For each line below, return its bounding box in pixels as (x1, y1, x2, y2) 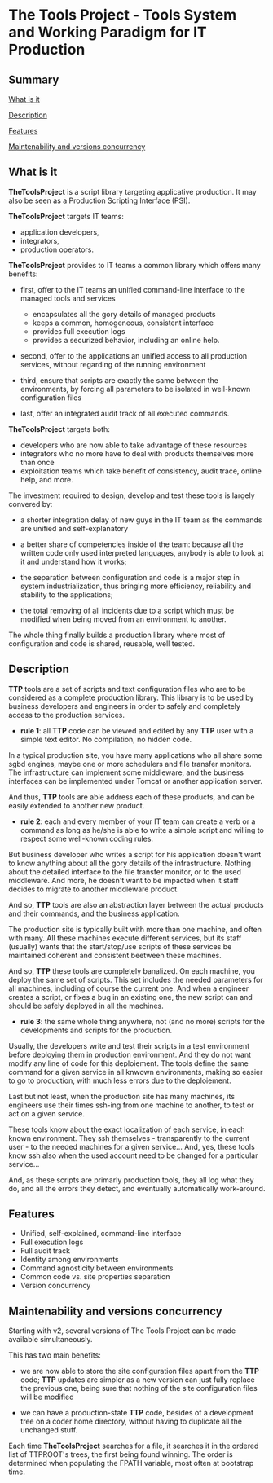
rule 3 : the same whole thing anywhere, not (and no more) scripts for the (20, 1016, 265, 1026)
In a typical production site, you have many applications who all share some (8, 750, 262, 759)
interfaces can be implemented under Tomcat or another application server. (8, 776, 263, 786)
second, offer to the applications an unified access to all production (20, 350, 248, 360)
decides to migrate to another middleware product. (8, 884, 179, 894)
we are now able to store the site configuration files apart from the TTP (20, 1366, 259, 1376)
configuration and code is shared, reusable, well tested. (8, 638, 196, 649)
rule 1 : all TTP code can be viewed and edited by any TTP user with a (20, 725, 254, 735)
